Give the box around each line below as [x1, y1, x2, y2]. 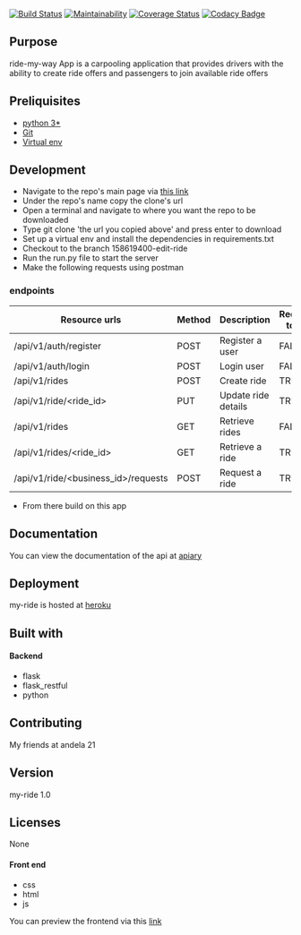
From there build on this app [21, 500, 127, 510]
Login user [219, 359, 264, 372]
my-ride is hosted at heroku [9, 600, 112, 611]
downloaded [21, 215, 69, 226]
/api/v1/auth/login [13, 359, 90, 372]
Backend [9, 650, 43, 662]
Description [219, 313, 271, 326]
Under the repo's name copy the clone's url [21, 195, 184, 206]
